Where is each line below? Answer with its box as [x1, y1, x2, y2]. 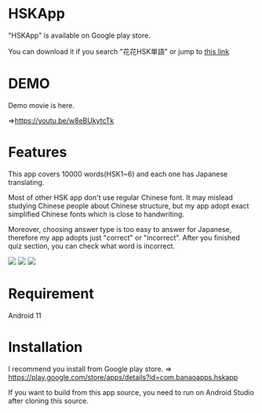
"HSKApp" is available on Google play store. [8, 31, 151, 40]
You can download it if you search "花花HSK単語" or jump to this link [8, 46, 230, 56]
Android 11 [8, 310, 42, 320]
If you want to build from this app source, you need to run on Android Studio [8, 387, 255, 397]
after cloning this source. [8, 396, 89, 405]
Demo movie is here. [8, 100, 75, 110]
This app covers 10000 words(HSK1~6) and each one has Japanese [8, 169, 228, 179]
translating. [8, 177, 45, 187]
